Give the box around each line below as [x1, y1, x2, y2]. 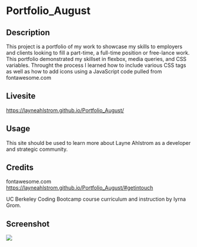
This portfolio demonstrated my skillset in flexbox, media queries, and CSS [6, 56, 187, 62]
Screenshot [6, 219, 50, 229]
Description [6, 28, 50, 38]
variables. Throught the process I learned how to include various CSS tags [6, 62, 186, 69]
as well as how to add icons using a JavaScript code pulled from [6, 68, 162, 75]
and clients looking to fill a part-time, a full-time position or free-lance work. [6, 49, 190, 56]
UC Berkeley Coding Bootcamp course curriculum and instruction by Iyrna [6, 195, 186, 203]
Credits [6, 163, 34, 172]
